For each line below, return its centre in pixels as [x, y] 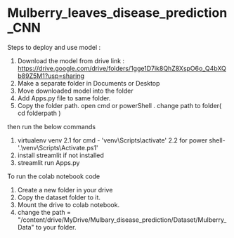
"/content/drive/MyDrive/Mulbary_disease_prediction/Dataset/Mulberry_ [122, 220]
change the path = [44, 212]
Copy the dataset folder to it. [59, 197]
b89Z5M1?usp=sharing [51, 76]
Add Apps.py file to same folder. [64, 98]
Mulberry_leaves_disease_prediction [117, 13]
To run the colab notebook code [54, 176]
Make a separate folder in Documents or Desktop [89, 83]
